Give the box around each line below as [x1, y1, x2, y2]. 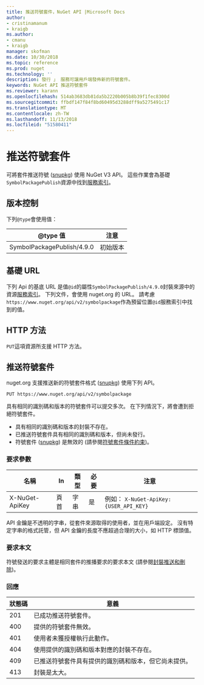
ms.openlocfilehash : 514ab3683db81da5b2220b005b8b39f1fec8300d [6, 94, 170, 100]
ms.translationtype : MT [6, 104, 67, 111]
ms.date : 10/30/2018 [6, 54, 59, 60]
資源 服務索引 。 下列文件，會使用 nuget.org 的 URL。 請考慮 [6, 290, 155, 298]
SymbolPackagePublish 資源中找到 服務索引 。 [6, 179, 114, 186]
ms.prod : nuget [6, 65, 45, 72]
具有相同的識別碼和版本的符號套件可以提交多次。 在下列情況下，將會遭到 [6, 403, 189, 410]
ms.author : [6, 32, 34, 38]
